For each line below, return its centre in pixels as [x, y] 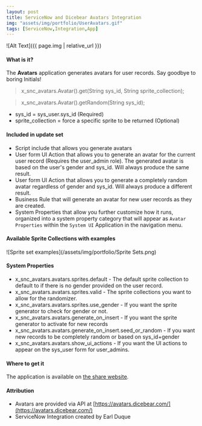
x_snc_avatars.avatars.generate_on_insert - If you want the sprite [96, 318]
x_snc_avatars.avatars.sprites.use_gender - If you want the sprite [96, 305]
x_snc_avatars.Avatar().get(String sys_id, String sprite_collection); [103, 91]
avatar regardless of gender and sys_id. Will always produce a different [103, 186]
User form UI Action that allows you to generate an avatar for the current [105, 154]
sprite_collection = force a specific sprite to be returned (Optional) [97, 121]
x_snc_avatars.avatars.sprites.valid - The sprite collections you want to [103, 292]
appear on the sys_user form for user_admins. [72, 349]
